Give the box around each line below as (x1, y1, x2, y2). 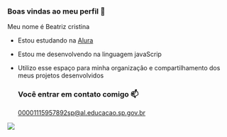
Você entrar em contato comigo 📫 (17, 89, 139, 99)
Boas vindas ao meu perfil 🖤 (7, 6, 106, 16)
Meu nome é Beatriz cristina (7, 23, 90, 31)
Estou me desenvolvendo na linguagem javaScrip (17, 50, 162, 59)
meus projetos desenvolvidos (17, 71, 104, 80)
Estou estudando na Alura (17, 36, 94, 45)
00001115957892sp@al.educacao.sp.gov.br (17, 108, 146, 116)
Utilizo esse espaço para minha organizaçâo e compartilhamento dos (17, 64, 221, 72)
